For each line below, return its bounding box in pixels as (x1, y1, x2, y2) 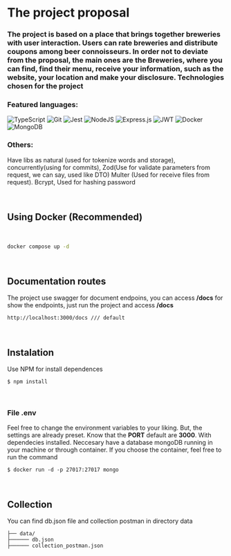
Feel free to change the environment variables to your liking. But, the (7, 423, 203, 432)
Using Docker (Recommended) (7, 211, 143, 223)
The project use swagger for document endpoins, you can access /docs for (7, 294, 223, 302)
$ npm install (7, 378, 48, 385)
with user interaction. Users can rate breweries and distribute (7, 38, 219, 48)
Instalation (7, 347, 54, 358)
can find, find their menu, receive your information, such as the (7, 64, 224, 74)
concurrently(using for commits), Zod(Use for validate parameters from (7, 163, 211, 171)
